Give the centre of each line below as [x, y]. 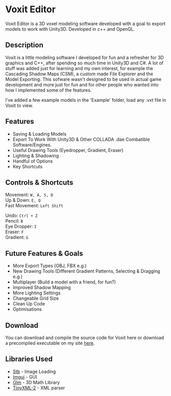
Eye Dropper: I [21, 227]
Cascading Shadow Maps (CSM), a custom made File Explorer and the [79, 74]
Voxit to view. [19, 105]
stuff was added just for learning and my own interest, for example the [79, 68]
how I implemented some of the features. [48, 90]
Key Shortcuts [28, 166]
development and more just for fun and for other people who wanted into [82, 84]
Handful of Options [33, 161]
